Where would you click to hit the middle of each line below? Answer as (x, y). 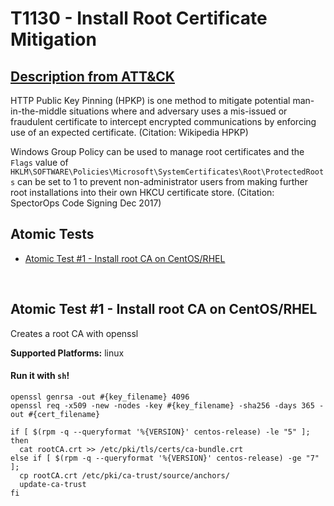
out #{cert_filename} (55, 414)
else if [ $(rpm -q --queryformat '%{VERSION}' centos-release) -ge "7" (165, 458)
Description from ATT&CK (92, 76)
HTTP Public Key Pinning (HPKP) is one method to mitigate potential (150, 100)
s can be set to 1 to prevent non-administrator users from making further (159, 181)
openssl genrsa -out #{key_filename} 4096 (100, 397)
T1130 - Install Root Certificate (139, 18)
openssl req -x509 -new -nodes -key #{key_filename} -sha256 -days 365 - (167, 405)
